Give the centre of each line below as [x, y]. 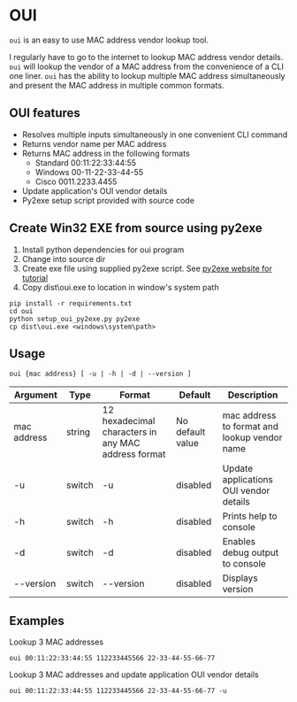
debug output [251, 552]
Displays [240, 578]
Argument [35, 395]
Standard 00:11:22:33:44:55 [86, 162]
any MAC [121, 444]
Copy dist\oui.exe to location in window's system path [120, 287]
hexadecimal [129, 421]
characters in [129, 432]
